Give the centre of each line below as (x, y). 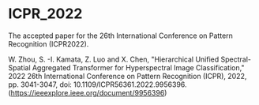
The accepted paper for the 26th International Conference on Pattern (120, 36)
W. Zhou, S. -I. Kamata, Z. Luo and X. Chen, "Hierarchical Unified (114, 59)
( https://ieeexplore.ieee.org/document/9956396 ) (88, 92)
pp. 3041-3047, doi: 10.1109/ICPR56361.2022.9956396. (98, 84)
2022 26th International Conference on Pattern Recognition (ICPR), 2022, (128, 76)
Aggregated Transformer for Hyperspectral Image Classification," (138, 67)
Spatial (19, 67)
